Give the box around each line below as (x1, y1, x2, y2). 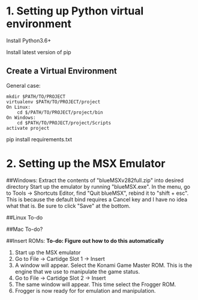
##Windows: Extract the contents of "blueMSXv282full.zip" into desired (6, 176, 184, 184)
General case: (6, 82, 41, 89)
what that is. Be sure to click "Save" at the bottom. (6, 202, 131, 209)
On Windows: (6, 114, 36, 121)
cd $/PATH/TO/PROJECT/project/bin (17, 109, 103, 115)
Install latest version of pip (6, 48, 71, 55)
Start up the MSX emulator (14, 248, 81, 256)
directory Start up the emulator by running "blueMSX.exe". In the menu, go (6, 183, 191, 190)
